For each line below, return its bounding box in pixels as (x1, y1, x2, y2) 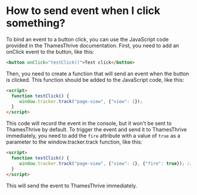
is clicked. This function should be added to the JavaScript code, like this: (6, 76, 185, 83)
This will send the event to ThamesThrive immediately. (6, 182, 138, 189)
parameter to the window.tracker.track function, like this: (6, 138, 142, 145)
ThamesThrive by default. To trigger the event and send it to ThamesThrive (6, 126, 187, 133)
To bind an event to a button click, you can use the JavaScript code (6, 36, 169, 43)
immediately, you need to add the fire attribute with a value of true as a (6, 133, 181, 140)
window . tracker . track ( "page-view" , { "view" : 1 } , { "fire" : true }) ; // (19, 161, 193, 166)
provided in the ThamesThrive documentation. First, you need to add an (6, 42, 179, 49)
